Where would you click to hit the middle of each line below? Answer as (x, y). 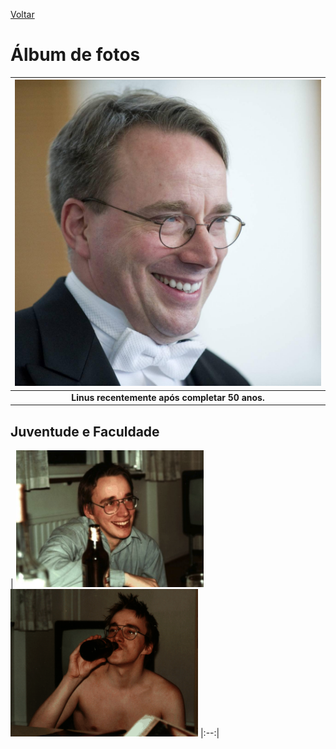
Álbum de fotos (75, 55)
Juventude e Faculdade (85, 431)
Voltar (22, 14)
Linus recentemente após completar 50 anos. (168, 397)
